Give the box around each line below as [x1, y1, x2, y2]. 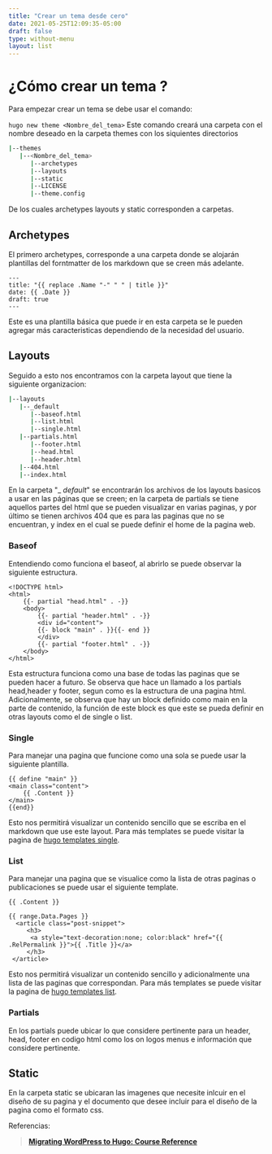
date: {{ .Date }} [8, 288, 71, 296]
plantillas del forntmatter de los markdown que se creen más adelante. [8, 258, 244, 268]
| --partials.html [19, 433, 79, 441]
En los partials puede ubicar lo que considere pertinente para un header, [8, 1025, 251, 1035]
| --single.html [29, 425, 82, 434]
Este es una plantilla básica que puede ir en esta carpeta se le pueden [8, 317, 244, 326]
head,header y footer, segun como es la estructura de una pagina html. [8, 685, 246, 696]
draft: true [8, 295, 49, 304]
